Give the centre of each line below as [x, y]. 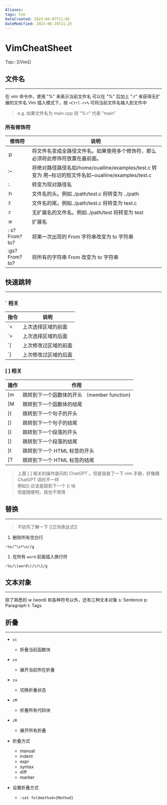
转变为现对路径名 [52, 184]
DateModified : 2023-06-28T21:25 [39, 24]
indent [26, 756]
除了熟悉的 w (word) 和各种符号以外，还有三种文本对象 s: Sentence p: [77, 600]
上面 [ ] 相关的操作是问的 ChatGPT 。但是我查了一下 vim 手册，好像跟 [88, 473]
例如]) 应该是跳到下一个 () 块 [46, 486]
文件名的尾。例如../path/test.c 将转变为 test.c [84, 203]
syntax [27, 767]
